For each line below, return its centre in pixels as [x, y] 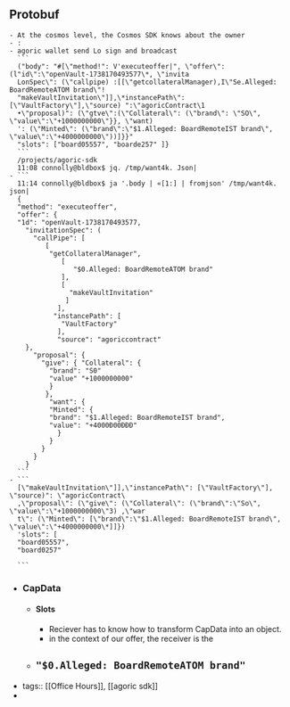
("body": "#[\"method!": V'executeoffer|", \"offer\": [121, 66]
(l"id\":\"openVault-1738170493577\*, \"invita [99, 74]
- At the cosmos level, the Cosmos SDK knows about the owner [127, 35]
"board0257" [40, 550]
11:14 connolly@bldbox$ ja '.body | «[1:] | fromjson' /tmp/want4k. [147, 183]
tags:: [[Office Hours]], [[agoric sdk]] [90, 686]
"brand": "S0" [75, 370]
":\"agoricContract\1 [165, 105]
